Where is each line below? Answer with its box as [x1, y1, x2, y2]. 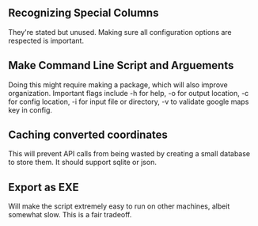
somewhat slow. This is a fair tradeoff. [8, 210, 132, 220]
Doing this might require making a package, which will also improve [8, 79, 228, 90]
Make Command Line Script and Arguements [8, 59, 234, 72]
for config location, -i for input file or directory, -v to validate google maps [8, 97, 249, 106]
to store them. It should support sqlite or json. [8, 158, 157, 167]
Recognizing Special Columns [8, 6, 159, 20]
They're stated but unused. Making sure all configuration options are [8, 27, 232, 36]
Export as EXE [8, 180, 79, 193]
